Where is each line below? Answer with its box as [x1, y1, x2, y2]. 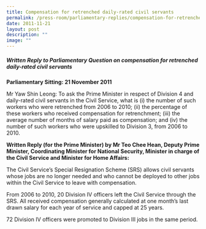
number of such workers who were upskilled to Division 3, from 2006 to [6, 122, 188, 130]
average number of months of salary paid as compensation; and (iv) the [6, 116, 188, 123]
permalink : [6, 15, 34, 21]
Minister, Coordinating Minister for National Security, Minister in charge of [6, 148, 200, 155]
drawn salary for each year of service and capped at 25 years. [6, 203, 164, 211]
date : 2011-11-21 [6, 20, 51, 26]
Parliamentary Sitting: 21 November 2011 [6, 78, 112, 86]
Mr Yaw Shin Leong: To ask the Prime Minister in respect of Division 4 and [6, 90, 194, 97]
